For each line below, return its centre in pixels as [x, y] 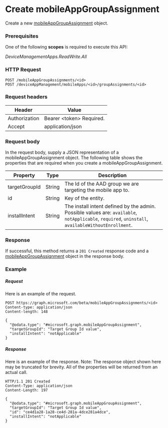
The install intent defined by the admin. [110, 206]
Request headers [26, 97]
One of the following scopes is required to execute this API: [66, 47]
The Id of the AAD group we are [101, 184]
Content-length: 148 [27, 312]
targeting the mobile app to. [97, 190]
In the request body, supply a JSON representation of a [62, 152]
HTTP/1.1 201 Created [28, 381]
